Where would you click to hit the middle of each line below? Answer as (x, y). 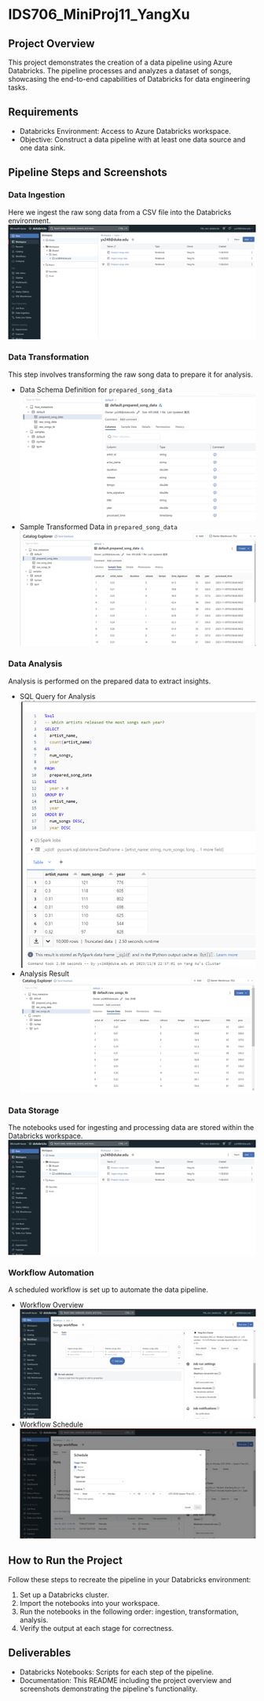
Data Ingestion (37, 195)
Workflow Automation (51, 1272)
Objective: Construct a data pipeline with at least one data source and (132, 139)
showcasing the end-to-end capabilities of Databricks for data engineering (129, 79)
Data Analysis (35, 664)
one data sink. (42, 148)
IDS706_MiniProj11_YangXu (99, 15)
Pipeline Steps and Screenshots (88, 173)
